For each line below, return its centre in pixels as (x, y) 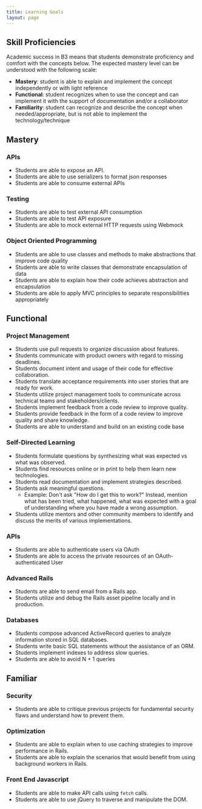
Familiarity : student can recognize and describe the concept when (99, 108)
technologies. (32, 475)
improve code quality (42, 261)
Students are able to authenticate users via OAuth (77, 549)
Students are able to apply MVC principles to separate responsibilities (102, 293)
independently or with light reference (61, 88)
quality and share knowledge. (52, 420)
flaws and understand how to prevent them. (69, 715)
